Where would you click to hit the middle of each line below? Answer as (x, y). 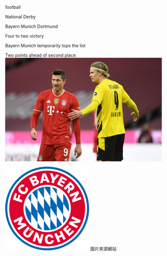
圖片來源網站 (103, 249)
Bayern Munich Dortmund (32, 26)
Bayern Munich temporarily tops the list (45, 46)
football (13, 7)
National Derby (21, 17)
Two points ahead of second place (41, 55)
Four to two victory (25, 36)
